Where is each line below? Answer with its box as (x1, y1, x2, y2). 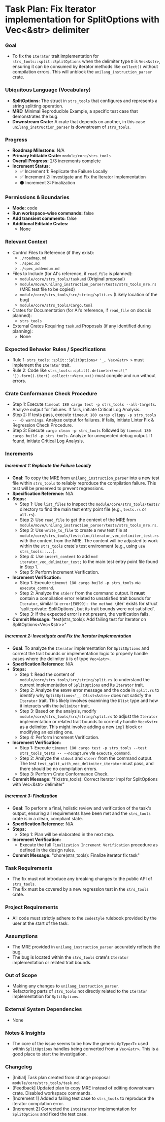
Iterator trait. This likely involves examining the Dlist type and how (19, 698, 159, 703)
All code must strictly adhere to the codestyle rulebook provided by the (12, 915, 157, 921)
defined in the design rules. (19, 847, 75, 853)
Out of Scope (5, 972, 37, 979)
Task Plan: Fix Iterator (5, 3, 96, 15)
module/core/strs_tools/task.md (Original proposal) (19, 276, 126, 281)
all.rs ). (19, 512, 36, 518)
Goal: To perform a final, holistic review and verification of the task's (12, 805, 152, 811)
